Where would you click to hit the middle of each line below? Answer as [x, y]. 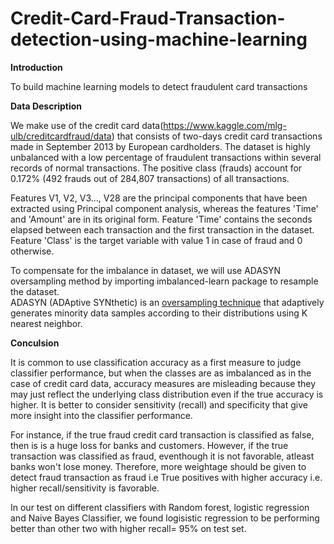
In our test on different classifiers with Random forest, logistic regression [160, 507]
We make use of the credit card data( [87, 125]
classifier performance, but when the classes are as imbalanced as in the [161, 373]
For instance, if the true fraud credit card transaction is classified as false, [162, 434]
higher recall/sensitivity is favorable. [85, 488]
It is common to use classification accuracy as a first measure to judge [156, 362]
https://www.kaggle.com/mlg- [225, 125]
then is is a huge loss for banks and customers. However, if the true [149, 445]
